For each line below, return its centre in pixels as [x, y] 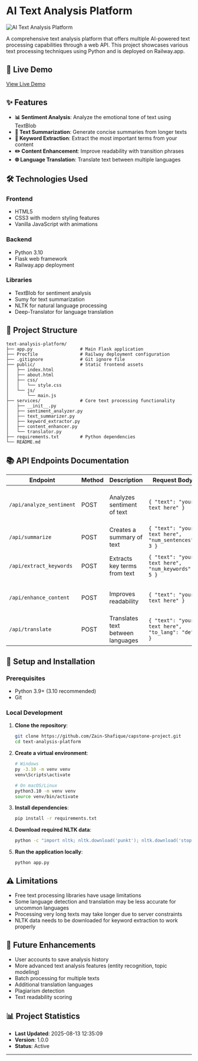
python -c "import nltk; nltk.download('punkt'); [77, 841]
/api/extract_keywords [41, 566]
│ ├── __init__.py [32, 406]
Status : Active [32, 1046]
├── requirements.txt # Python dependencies [71, 437]
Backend [19, 239]
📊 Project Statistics [43, 1016]
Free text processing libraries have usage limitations [78, 895]
